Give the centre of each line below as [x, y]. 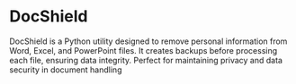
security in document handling [66, 70]
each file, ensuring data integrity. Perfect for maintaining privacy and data [146, 60]
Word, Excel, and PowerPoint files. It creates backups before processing [144, 50]
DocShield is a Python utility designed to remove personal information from [148, 41]
